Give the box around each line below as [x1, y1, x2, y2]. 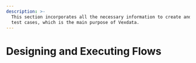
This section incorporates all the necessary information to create [11, 14, 181, 20]
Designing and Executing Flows [6, 44, 162, 58]
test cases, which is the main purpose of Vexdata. [11, 19, 140, 25]
